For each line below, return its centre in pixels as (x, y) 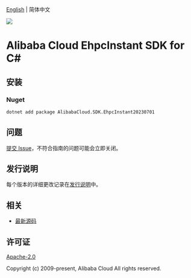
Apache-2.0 (21, 257)
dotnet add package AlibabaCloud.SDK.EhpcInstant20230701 (80, 112)
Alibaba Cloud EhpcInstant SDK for (95, 46)
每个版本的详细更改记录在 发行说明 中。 (54, 185)
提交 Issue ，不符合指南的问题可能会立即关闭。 (64, 148)
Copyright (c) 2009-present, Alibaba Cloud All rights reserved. (84, 268)
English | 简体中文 (28, 9)
